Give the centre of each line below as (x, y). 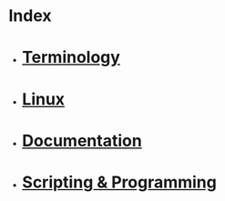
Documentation (82, 141)
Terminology (71, 58)
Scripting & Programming (119, 182)
